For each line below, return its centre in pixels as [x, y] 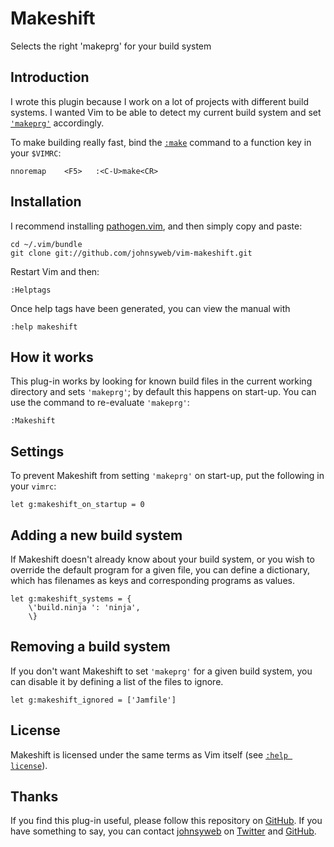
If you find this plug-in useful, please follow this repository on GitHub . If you [166, 821]
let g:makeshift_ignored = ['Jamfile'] [93, 700]
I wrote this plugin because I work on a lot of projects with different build [159, 101]
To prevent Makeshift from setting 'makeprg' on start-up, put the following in [167, 476]
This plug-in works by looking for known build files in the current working [161, 381]
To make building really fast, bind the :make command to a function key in [161, 142]
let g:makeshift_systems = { [71, 599]
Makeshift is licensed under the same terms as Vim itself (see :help [149, 754]
